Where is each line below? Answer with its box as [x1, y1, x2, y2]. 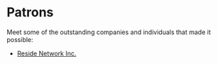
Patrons [6, 4, 54, 21]
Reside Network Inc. [16, 49, 77, 58]
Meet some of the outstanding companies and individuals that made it [6, 28, 211, 36]
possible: [6, 35, 33, 43]
